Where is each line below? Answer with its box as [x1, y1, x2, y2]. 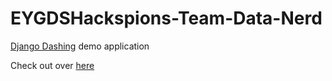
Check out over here [10, 59, 95, 71]
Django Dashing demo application [10, 40, 150, 52]
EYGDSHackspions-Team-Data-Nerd [10, 7, 323, 30]
